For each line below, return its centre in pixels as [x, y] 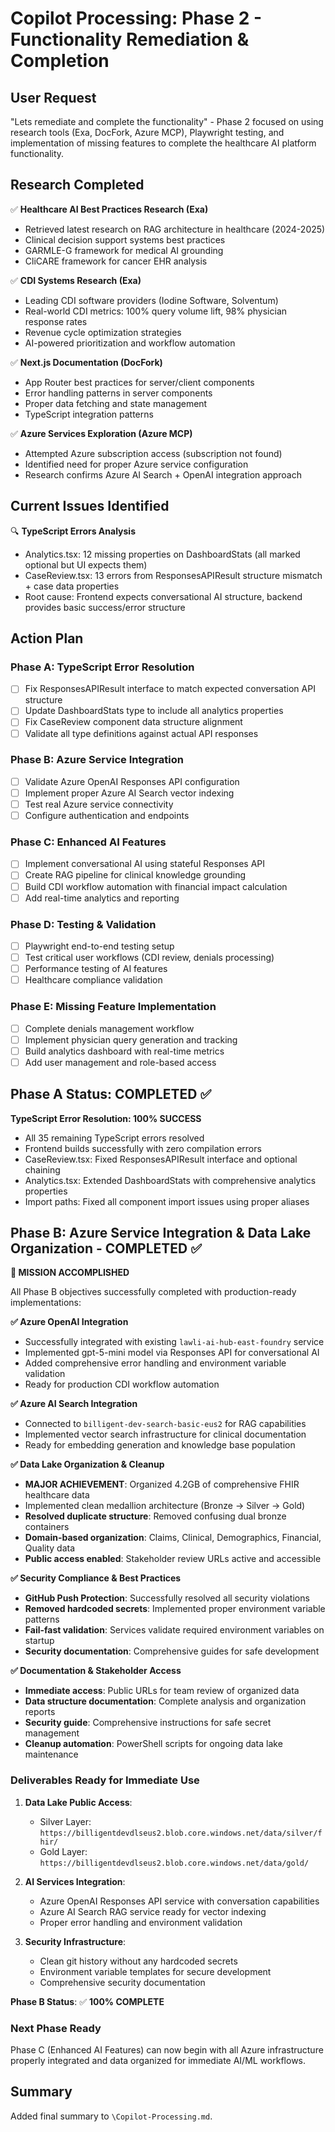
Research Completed [77, 185]
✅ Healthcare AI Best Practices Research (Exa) [109, 209]
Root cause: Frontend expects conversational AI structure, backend [163, 596]
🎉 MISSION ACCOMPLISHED [70, 1273]
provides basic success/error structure [105, 607]
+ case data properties [72, 586]
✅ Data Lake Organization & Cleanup [87, 1464]
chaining [42, 1169]
